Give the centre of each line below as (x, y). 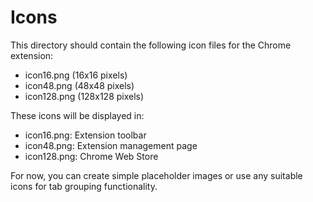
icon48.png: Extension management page (111, 145)
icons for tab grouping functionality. (84, 186)
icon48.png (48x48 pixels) (79, 85)
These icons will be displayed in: (77, 115)
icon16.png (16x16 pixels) (76, 75)
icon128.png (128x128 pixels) (84, 96)
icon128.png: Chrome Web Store (91, 156)
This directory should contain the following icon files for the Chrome (151, 45)
